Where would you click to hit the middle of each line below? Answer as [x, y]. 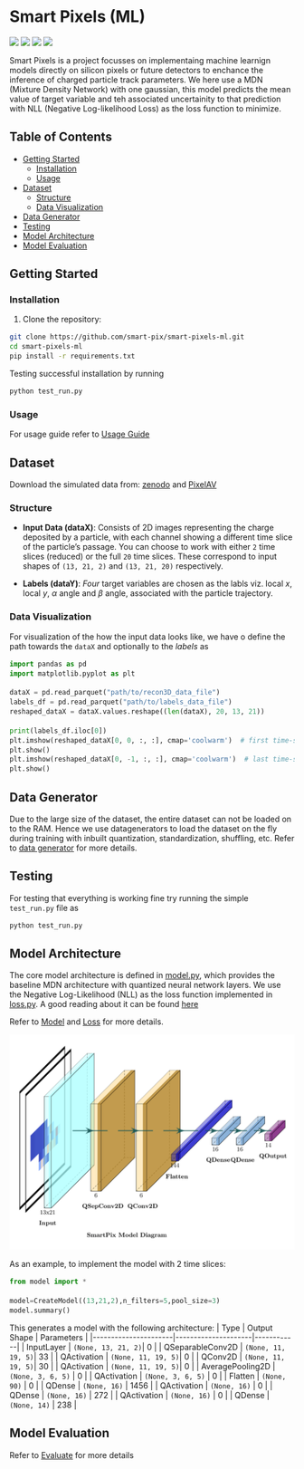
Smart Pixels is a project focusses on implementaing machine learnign [140, 60]
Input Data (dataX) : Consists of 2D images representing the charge [148, 528]
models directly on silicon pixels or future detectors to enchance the [137, 70]
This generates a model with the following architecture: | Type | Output [141, 1328]
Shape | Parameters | [49, 1337]
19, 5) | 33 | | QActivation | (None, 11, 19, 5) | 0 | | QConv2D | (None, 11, [147, 1357]
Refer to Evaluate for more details [71, 1455]
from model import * [48, 1282]
